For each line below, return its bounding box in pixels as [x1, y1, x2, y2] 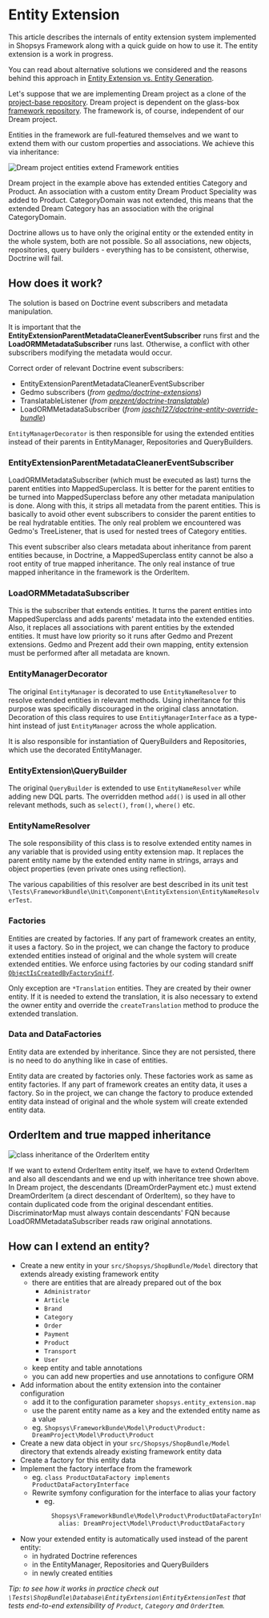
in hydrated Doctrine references [31, 1551, 138, 1561]
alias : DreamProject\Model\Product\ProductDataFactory [58, 1519, 246, 1528]
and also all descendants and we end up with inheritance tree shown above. [8, 1173, 259, 1183]
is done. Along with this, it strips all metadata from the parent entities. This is [8, 501, 261, 510]
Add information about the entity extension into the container [19, 1380, 222, 1390]
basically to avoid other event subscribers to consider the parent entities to [8, 510, 256, 519]
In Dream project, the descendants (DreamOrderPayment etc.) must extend [8, 1182, 257, 1192]
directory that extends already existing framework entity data [19, 1447, 223, 1457]
